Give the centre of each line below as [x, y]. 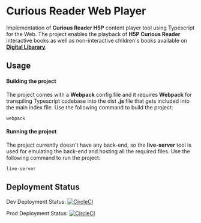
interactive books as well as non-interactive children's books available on [97, 40]
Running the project [31, 132]
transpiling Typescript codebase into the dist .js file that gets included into [98, 101]
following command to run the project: [53, 157]
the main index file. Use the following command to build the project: [90, 107]
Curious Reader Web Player [76, 11]
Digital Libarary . [26, 47]
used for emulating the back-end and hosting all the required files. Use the [98, 151]
